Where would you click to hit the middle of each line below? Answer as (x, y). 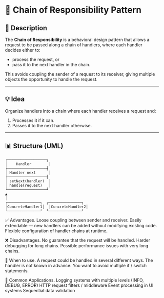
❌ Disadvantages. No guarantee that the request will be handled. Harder (78, 240)
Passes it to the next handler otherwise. (52, 125)
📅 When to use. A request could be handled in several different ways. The (79, 260)
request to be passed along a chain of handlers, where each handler (74, 45)
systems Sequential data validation (40, 290)
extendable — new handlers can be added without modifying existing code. (81, 225)
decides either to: (23, 50)
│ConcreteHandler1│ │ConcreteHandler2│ (47, 207)
